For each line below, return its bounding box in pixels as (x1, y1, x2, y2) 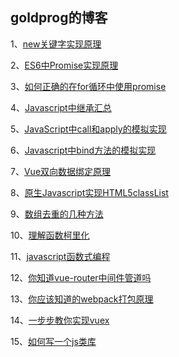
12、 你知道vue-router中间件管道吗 (10, 271, 152, 283)
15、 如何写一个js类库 (10, 335, 97, 347)
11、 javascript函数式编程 (10, 250, 111, 262)
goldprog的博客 (10, 9, 108, 27)
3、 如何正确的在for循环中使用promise (10, 80, 167, 92)
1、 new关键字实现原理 (10, 38, 102, 50)
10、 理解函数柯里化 (10, 229, 90, 241)
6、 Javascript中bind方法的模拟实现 (10, 144, 157, 156)
